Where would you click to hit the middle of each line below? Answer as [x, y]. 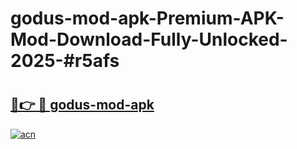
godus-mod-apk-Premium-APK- [147, 18]
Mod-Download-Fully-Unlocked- [149, 39]
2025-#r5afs [65, 61]
